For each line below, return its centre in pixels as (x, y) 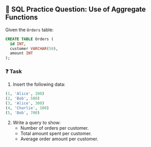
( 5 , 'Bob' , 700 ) (23, 113)
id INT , (18, 44)
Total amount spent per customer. (56, 133)
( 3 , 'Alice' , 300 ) (25, 103)
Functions (22, 18)
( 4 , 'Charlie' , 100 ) (27, 108)
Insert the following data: (39, 84)
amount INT (21, 53)
